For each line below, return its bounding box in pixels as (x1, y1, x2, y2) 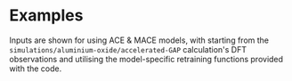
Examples (9, 5, 84, 26)
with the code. (9, 63, 62, 74)
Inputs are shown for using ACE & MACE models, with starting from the (9, 35, 270, 45)
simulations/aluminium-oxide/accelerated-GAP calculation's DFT (9, 44, 247, 54)
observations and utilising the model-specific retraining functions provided (9, 53, 283, 64)
